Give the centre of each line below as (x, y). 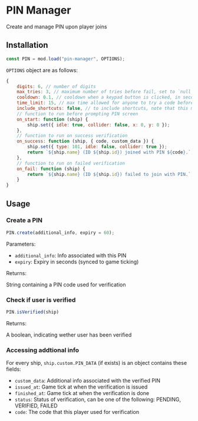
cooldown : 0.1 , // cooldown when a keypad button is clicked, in (99, 97)
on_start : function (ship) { (52, 119)
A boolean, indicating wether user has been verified (69, 335)
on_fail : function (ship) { (51, 169)
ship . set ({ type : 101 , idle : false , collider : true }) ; (97, 147)
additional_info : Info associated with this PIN (70, 255)
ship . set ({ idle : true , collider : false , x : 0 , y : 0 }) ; (99, 125)
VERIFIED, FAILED (36, 406)
